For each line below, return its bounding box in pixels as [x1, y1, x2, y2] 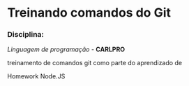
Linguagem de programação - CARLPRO [7, 45, 126, 53]
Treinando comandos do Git [7, 5, 171, 21]
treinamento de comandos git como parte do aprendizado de [7, 59, 183, 67]
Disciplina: [7, 30, 44, 40]
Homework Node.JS [7, 72, 66, 80]
